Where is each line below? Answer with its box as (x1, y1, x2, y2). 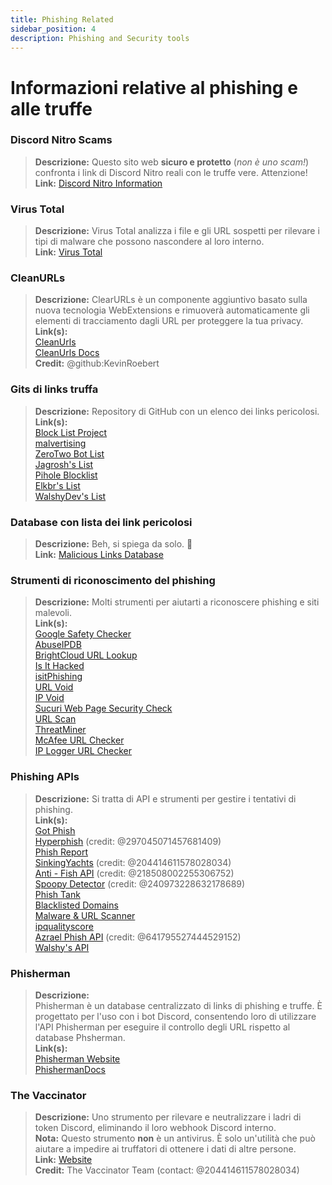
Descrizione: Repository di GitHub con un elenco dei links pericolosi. (34, 405, 320, 417)
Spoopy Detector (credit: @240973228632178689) (34, 877, 246, 890)
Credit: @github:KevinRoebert (34, 357, 160, 370)
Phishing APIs (10, 770, 80, 784)
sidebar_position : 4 (10, 24, 97, 34)
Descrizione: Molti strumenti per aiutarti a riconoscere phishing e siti (34, 596, 320, 608)
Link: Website (34, 1154, 93, 1166)
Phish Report (34, 846, 89, 858)
